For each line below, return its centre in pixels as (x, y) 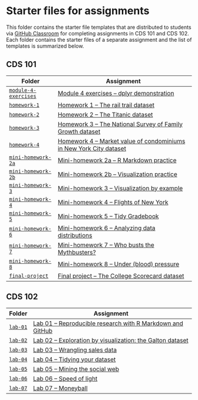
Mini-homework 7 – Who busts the (106, 244)
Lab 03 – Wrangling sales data (75, 350)
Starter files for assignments (78, 11)
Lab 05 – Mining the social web (76, 369)
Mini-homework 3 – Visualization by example (121, 188)
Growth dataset (79, 131)
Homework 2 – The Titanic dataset (105, 114)
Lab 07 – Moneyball (60, 388)
